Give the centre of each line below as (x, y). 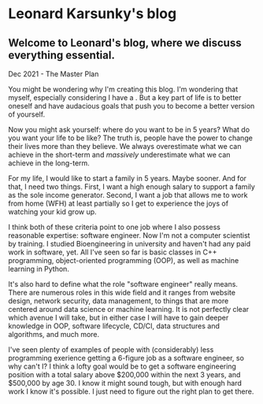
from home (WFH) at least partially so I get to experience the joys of (119, 203)
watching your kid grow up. (52, 212)
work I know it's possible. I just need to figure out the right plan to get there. (131, 391)
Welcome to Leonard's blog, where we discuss (125, 43)
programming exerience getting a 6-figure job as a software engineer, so (126, 358)
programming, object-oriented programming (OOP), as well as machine (124, 260)
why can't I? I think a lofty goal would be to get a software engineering (122, 366)
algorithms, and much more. (54, 334)
